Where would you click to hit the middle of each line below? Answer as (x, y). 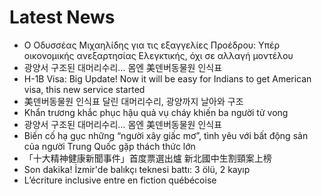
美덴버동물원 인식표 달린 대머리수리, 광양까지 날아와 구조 (133, 101)
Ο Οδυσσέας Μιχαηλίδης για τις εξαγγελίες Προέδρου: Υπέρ (152, 45)
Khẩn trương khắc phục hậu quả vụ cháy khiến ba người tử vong (156, 112)
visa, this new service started (84, 89)
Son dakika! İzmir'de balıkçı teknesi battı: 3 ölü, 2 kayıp (137, 169)
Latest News (62, 17)
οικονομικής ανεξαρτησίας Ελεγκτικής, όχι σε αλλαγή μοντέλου (158, 55)
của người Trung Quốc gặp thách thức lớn (109, 146)
